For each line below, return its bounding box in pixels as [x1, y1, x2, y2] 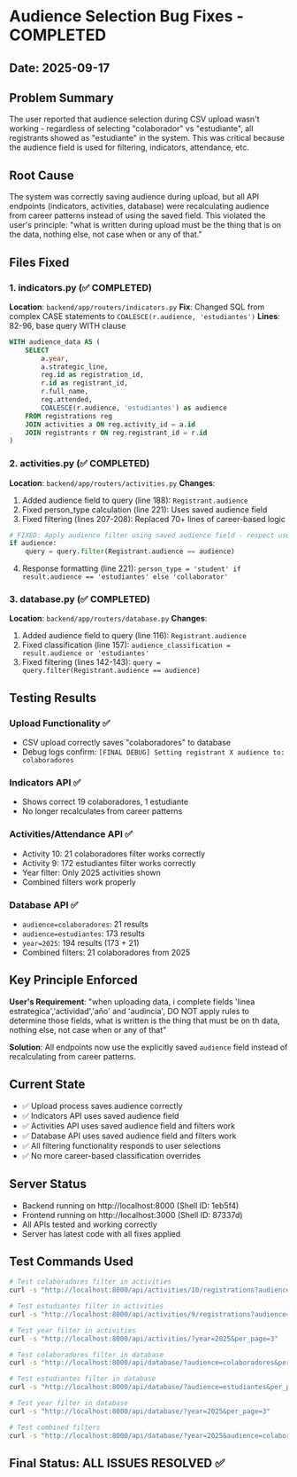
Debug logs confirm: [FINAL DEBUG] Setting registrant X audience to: [21, 746, 286, 757]
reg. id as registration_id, [41, 371, 144, 379]
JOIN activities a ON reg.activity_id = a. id [25, 419, 196, 429]
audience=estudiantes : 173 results [21, 928, 146, 939]
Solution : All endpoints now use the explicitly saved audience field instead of [9, 1042, 288, 1052]
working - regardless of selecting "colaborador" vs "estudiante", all [9, 123, 254, 134]
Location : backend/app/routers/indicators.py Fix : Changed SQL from [9, 301, 265, 312]
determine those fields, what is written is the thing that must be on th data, [9, 1015, 280, 1026]
